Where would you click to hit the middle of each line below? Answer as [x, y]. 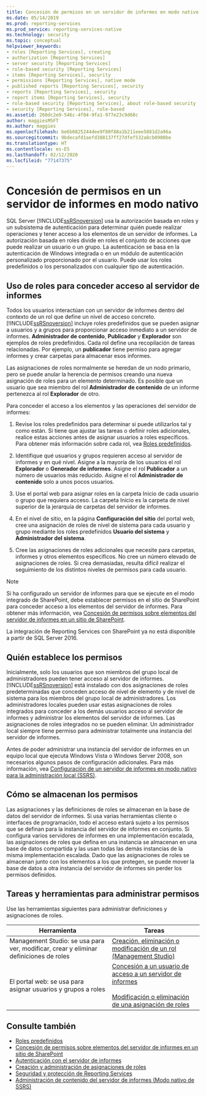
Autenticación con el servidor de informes [68, 1060]
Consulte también [41, 1026]
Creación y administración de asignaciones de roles [81, 1067]
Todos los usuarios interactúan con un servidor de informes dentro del [95, 310]
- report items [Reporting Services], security [68, 98]
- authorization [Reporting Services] [56, 58]
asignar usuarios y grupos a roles [57, 989]
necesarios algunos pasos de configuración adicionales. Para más [90, 762]
